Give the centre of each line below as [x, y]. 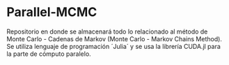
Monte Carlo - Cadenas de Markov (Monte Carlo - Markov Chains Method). [114, 38]
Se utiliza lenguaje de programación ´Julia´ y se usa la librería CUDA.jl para [113, 46]
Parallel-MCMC [52, 12]
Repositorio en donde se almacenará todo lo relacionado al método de [107, 31]
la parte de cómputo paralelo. [49, 54]
